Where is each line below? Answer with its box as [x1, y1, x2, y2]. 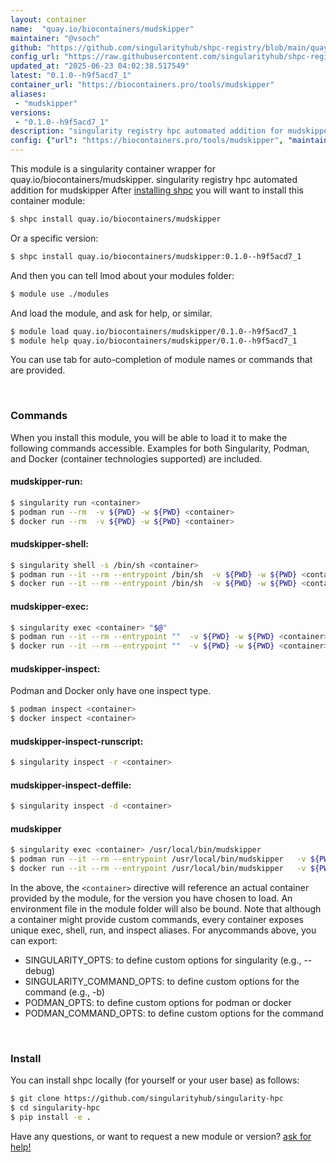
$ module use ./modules [10, 289, 110, 299]
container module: [10, 195, 86, 206]
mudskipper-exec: [10, 600, 89, 612]
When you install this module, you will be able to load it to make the [10, 431, 288, 443]
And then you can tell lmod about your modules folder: [10, 269, 235, 281]
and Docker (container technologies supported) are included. [10, 452, 263, 465]
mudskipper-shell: [10, 538, 89, 550]
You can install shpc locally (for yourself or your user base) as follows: [10, 1074, 300, 1086]
